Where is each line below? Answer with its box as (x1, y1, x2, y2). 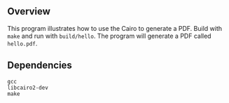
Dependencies (7, 60, 72, 71)
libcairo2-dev (7, 84, 49, 91)
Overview (7, 6, 51, 18)
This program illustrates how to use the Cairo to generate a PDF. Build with (7, 24, 223, 32)
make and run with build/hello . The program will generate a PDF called (7, 32, 211, 40)
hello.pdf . (7, 39, 38, 48)
